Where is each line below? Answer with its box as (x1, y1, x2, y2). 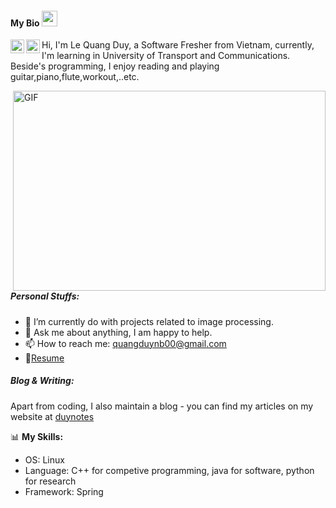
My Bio (10, 17, 40, 29)
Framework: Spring (24, 485, 104, 497)
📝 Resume (24, 352, 65, 364)
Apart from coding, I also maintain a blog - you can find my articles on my (10, 400, 314, 412)
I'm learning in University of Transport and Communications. (41, 50, 291, 62)
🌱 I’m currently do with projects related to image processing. (24, 315, 274, 327)
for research (24, 475, 77, 487)
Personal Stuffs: (10, 290, 80, 302)
